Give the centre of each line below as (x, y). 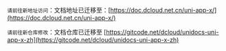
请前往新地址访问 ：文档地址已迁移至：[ (59, 10)
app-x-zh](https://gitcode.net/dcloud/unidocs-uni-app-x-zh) (93, 40)
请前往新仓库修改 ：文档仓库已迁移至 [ (57, 32)
